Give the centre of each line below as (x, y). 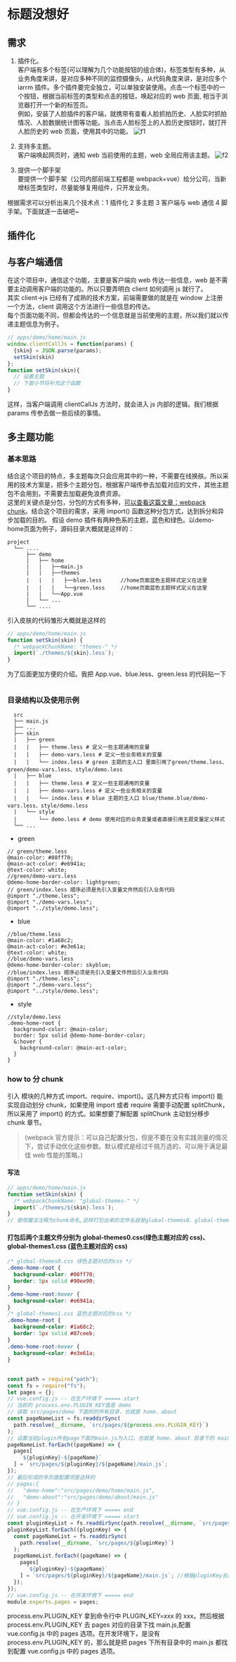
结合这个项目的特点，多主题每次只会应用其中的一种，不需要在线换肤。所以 (115, 475)
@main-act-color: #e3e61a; (47, 947)
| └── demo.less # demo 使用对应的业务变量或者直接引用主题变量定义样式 (119, 820)
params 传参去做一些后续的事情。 (56, 413)
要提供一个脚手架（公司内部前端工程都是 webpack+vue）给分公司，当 (119, 179)
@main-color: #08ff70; (40, 858)
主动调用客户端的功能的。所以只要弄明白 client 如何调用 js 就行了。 (110, 289)
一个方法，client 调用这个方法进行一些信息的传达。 (81, 306)
